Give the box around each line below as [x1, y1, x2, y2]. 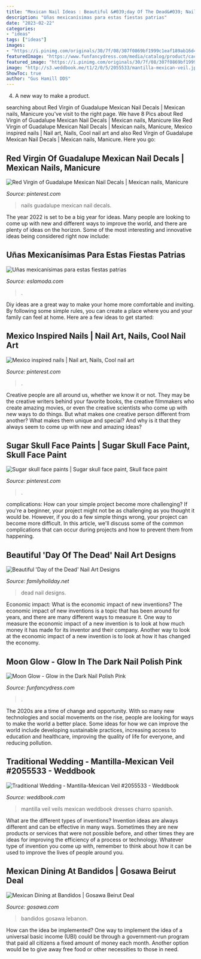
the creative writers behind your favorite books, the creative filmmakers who [6, 398, 194, 405]
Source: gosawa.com [6, 903, 59, 910]
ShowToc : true [6, 70, 42, 76]
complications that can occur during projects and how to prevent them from [6, 526, 193, 533]
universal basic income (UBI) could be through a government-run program [6, 933, 190, 940]
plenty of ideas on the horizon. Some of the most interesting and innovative [6, 226, 192, 233]
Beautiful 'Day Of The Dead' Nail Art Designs [6, 550, 176, 560]
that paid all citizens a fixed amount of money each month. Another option [6, 939, 189, 946]
